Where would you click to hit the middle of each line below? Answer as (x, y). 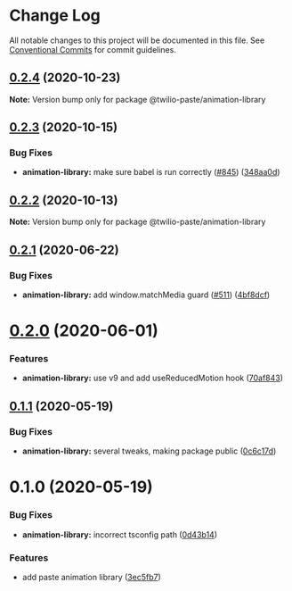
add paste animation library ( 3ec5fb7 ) (92, 577)
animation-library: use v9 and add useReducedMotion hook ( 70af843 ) (152, 378)
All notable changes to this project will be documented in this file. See (137, 40)
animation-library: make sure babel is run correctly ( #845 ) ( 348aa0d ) (151, 172)
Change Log (55, 16)
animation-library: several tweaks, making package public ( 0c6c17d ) (149, 451)
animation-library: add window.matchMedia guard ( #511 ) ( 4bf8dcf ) (146, 295)
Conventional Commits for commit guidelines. (93, 49)
